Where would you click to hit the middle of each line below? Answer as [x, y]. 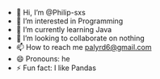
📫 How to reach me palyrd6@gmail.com [84, 47]
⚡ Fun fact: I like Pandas [56, 68]
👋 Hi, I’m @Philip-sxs [51, 12]
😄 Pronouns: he [43, 59]
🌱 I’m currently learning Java [64, 29]
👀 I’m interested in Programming [69, 21]
